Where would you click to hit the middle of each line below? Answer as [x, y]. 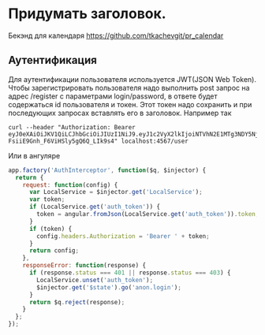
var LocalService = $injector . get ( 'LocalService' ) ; [116, 192]
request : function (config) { [70, 185]
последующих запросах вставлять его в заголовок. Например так [120, 113]
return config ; [54, 251]
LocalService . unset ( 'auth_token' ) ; [95, 280]
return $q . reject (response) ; [77, 302]
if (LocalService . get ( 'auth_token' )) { [94, 207]
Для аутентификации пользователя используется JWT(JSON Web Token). [132, 79]
